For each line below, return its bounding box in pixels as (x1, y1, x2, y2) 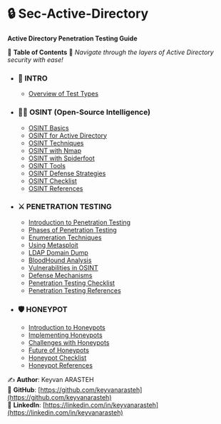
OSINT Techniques (28, 138, 84, 147)
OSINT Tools (28, 161, 66, 170)
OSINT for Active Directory (28, 131, 108, 140)
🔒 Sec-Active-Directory (7, 6, 149, 22)
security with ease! (7, 55, 64, 64)
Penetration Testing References (28, 286, 121, 294)
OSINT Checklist (28, 176, 77, 185)
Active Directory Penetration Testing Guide (7, 33, 138, 43)
